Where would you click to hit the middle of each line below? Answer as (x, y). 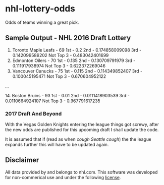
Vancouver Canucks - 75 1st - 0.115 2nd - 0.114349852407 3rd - (77, 71)
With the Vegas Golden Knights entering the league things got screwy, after (82, 124)
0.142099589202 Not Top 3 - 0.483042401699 (60, 55)
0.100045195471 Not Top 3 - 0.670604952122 (59, 76)
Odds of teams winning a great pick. (42, 22)
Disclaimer (22, 160)
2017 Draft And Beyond (33, 114)
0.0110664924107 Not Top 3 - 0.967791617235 (53, 101)
